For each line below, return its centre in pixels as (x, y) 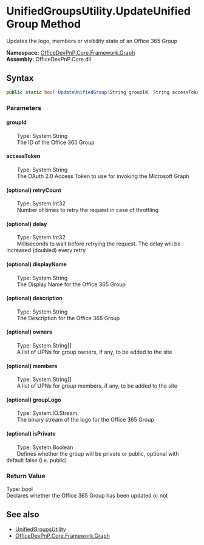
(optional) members (32, 366)
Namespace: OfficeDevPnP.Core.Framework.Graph (71, 52)
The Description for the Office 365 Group (69, 318)
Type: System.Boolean (45, 447)
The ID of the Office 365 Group (56, 142)
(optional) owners (29, 332)
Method (60, 24)
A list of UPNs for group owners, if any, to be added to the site (95, 352)
